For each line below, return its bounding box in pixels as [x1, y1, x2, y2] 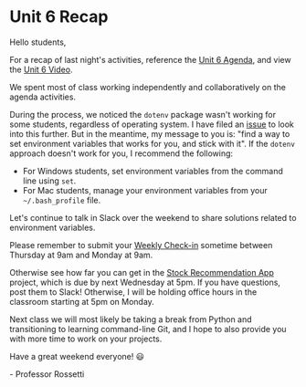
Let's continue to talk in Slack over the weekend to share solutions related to [9, 212, 297, 223]
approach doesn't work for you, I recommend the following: [9, 148, 234, 159]
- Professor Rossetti [9, 368, 85, 380]
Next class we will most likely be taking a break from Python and [9, 313, 253, 325]
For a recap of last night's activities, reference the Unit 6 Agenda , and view [9, 54, 291, 65]
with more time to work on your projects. [9, 333, 163, 344]
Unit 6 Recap [9, 6, 109, 27]
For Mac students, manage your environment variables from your [22, 184, 268, 195]
